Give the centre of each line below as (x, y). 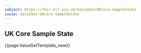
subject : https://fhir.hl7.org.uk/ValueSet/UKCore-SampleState (70, 9)
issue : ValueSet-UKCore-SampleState (42, 14)
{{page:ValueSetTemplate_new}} (37, 45)
